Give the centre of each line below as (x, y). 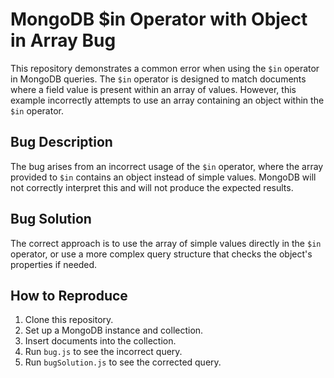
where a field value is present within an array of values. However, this (153, 89)
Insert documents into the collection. (100, 341)
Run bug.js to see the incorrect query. (103, 352)
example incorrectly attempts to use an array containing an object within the (167, 100)
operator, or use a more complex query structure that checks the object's (161, 254)
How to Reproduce (69, 295)
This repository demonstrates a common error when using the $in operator (165, 68)
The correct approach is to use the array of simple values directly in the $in (166, 243)
